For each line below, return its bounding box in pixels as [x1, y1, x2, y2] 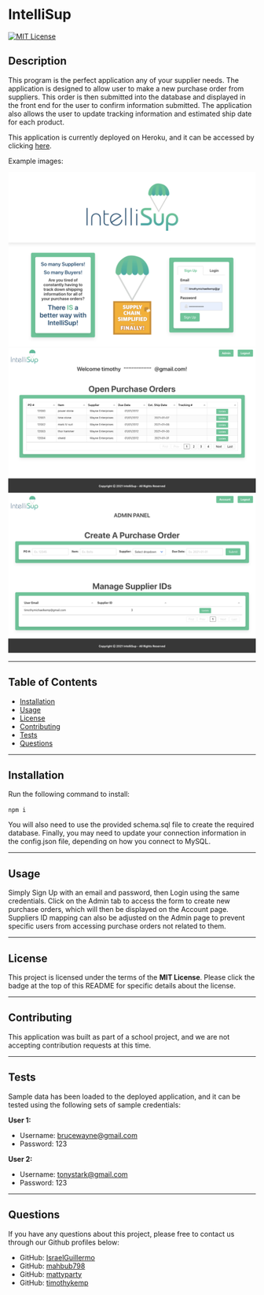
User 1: [8, 1115, 31, 1125]
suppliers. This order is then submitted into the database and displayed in [8, 92, 246, 102]
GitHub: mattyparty [19, 1269, 82, 1278]
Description [8, 54, 67, 68]
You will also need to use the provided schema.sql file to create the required [8, 820, 255, 829]
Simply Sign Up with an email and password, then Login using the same [8, 888, 240, 898]
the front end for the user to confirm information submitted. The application [8, 100, 252, 110]
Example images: [8, 156, 64, 166]
